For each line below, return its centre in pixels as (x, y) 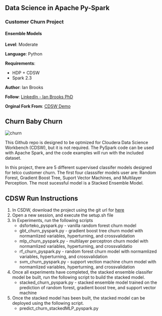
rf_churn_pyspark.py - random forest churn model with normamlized (88, 251)
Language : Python (24, 54)
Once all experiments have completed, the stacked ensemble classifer (82, 272)
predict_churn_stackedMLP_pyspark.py (59, 308)
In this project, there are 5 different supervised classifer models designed (79, 167)
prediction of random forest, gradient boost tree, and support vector (88, 288)
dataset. (13, 158)
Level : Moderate (21, 44)
